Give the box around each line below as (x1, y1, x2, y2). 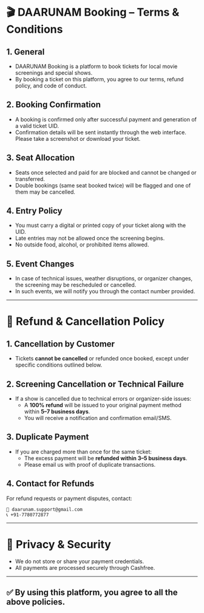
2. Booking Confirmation (6, 100, 101, 110)
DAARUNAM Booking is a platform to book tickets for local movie (15, 63, 178, 70)
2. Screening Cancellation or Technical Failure (6, 379, 184, 389)
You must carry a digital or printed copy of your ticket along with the (15, 222, 186, 229)
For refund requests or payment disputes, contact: (6, 495, 132, 502)
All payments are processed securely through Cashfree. (15, 564, 155, 571)
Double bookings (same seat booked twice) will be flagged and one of (15, 181, 191, 189)
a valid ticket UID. (15, 122, 59, 129)
